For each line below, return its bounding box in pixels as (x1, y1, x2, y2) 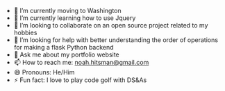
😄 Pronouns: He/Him (13, 68, 75, 76)
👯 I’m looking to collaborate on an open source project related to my (13, 21, 208, 29)
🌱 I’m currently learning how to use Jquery (13, 14, 136, 22)
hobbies (13, 28, 37, 37)
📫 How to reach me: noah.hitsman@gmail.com (13, 59, 149, 66)
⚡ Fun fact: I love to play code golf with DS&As (13, 76, 147, 84)
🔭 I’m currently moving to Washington (13, 7, 122, 14)
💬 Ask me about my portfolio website (13, 50, 119, 59)
